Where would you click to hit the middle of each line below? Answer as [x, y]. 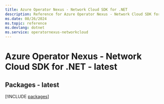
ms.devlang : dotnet [25, 28]
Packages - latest [32, 85]
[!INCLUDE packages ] [27, 96]
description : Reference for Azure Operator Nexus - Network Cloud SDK [78, 14]
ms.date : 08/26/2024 [26, 19]
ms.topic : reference [26, 23]
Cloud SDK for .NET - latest [61, 67]
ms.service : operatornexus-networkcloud [47, 32]
